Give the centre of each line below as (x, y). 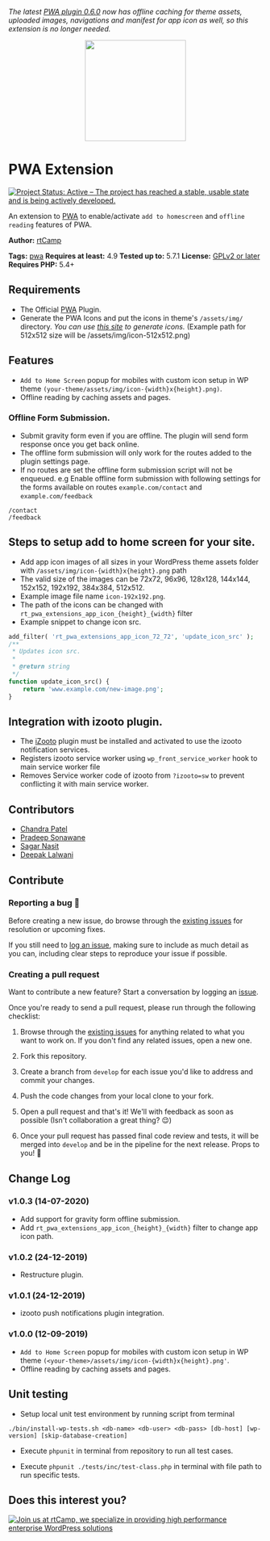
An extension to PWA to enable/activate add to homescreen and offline (127, 216)
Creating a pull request (54, 974)
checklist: (24, 1016)
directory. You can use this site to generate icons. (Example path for (133, 326)
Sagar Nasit (39, 846)
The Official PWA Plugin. (61, 309)
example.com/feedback (56, 496)
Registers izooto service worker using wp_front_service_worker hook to (139, 758)
